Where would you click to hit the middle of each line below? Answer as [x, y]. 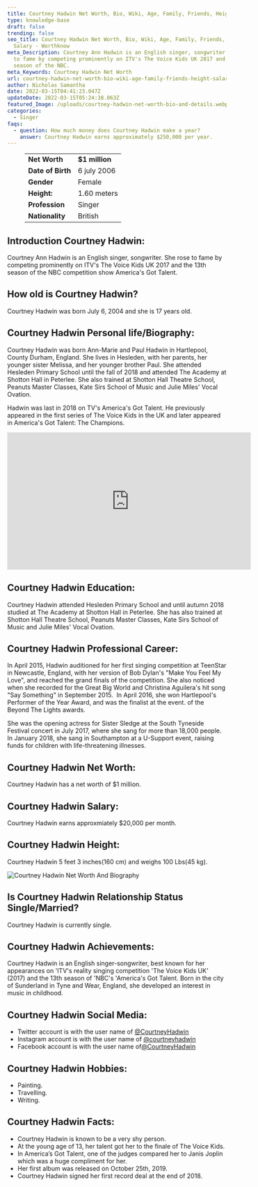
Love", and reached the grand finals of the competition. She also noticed [111, 680]
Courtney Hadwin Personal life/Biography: [101, 333]
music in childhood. [35, 993]
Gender [41, 182]
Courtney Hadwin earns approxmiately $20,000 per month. [92, 822]
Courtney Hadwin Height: [64, 845]
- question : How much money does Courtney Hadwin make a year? [107, 130]
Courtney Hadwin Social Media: [77, 1015]
